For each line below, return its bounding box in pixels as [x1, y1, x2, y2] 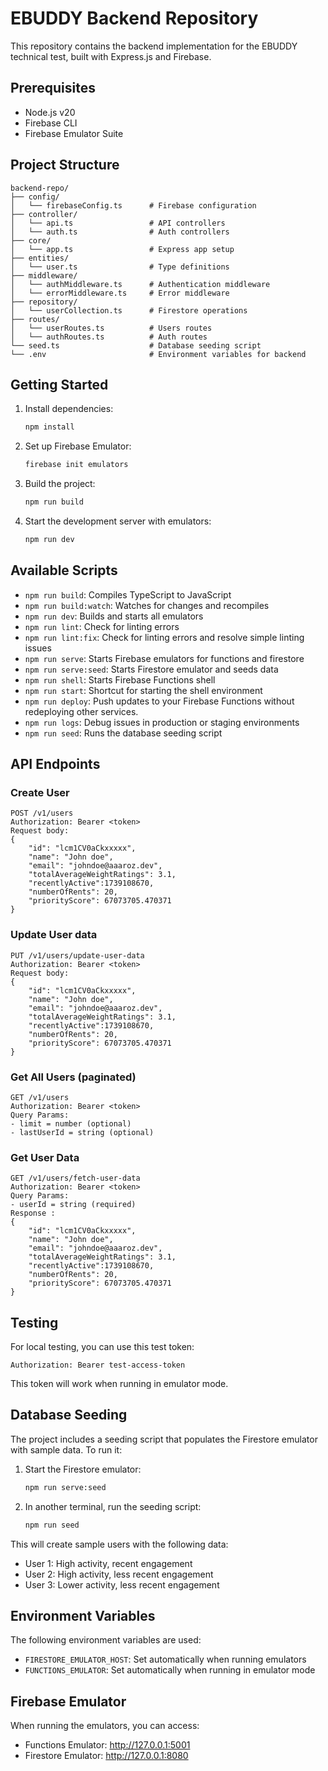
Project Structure [10, 157, 120, 174]
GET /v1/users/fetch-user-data [10, 1173, 141, 1184]
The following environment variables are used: [10, 1634, 202, 1646]
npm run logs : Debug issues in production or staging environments [24, 716, 300, 728]
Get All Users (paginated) [10, 1070, 137, 1084]
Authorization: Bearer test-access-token [10, 1360, 186, 1371]
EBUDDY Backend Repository [10, 7, 259, 30]
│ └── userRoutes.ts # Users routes [10, 323, 213, 333]
